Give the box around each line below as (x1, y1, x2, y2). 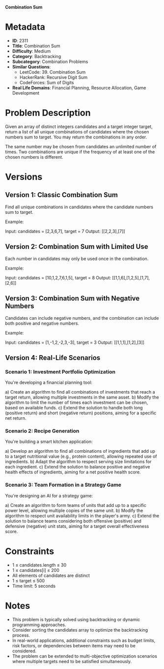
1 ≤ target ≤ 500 (12, 577, 45, 583)
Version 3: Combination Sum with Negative (5, 294, 140, 302)
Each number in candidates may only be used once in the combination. (5, 256, 149, 262)
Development (12, 90, 40, 96)
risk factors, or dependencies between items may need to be (12, 642, 136, 648)
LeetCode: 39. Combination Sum (19, 69, 86, 75)
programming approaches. (12, 622, 66, 628)
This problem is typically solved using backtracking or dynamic (12, 616, 140, 622)
